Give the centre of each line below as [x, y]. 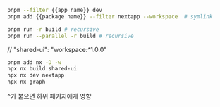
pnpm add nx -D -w [34, 62]
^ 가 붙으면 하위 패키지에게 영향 [49, 96]
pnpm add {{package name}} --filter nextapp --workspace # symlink [110, 17]
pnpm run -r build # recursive [53, 29]
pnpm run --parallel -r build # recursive [71, 36]
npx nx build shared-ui [42, 69]
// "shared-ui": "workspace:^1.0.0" [57, 49]
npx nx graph [26, 82]
